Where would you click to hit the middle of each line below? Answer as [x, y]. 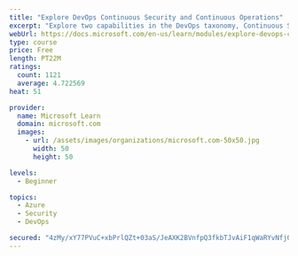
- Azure [31, 206]
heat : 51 [25, 91]
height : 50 [53, 157]
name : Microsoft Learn [59, 116]
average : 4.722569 [51, 83]
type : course [33, 42]
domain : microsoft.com [59, 124]
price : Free [31, 50]
